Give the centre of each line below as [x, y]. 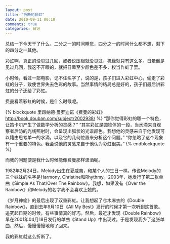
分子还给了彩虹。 [32, 91]
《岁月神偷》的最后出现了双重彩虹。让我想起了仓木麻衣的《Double [75, 200]
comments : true [21, 24]
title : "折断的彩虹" [25, 15]
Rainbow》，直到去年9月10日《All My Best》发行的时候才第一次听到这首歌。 [84, 207]
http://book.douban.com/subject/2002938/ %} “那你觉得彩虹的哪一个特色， [84, 118]
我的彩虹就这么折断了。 [30, 236]
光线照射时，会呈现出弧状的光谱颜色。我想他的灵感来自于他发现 [94, 131]
